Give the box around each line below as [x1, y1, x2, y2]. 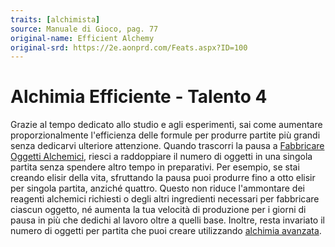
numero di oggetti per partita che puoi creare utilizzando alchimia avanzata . [10, 225, 322, 237]
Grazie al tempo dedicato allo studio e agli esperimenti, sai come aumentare [10, 119, 323, 131]
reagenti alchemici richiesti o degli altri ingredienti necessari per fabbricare [10, 193, 320, 205]
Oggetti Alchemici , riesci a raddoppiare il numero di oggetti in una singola [10, 151, 313, 163]
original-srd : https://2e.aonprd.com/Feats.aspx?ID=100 [10, 42, 248, 53]
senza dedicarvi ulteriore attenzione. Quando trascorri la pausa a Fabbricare [10, 140, 325, 152]
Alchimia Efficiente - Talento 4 [10, 86, 268, 108]
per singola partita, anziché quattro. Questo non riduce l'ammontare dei [10, 182, 305, 195]
